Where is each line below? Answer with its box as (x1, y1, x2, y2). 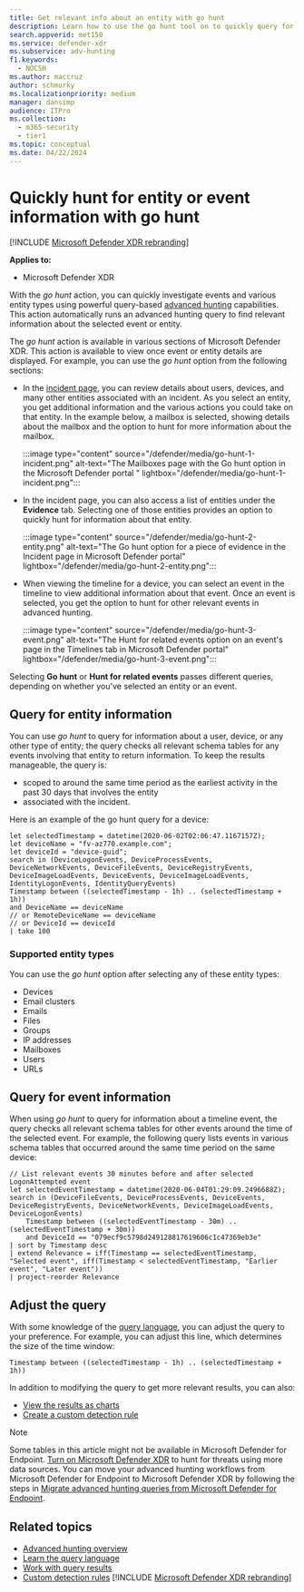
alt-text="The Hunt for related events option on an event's (66, 634, 283, 645)
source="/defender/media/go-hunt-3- (114, 624, 257, 635)
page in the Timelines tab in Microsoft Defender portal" (22, 643, 230, 654)
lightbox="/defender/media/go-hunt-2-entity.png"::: (22, 560, 217, 571)
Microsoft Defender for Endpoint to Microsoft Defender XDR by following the (9, 1473, 295, 1484)
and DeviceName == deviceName (9, 903, 124, 913)
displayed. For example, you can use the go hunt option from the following (9, 355, 288, 366)
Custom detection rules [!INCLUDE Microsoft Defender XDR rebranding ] (22, 1572, 292, 1583)
